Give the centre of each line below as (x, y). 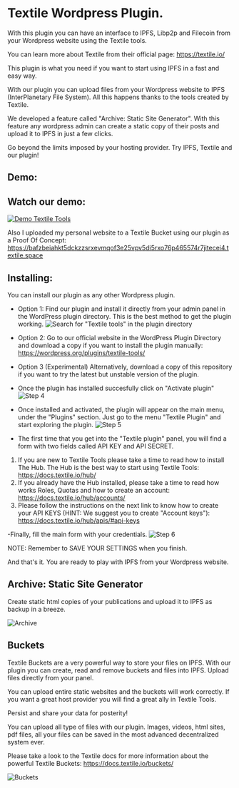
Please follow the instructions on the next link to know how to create (118, 505)
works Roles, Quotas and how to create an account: (93, 490)
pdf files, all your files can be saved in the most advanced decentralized (113, 734)
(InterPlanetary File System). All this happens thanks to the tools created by (118, 97)
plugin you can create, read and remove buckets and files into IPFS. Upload (118, 670)
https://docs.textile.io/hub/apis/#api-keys (79, 520)
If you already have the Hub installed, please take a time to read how (118, 482)
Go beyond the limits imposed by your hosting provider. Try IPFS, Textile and (120, 147)
